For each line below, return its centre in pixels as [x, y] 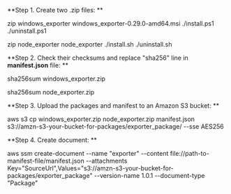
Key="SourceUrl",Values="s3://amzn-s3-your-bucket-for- [91, 168]
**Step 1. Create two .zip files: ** [55, 10]
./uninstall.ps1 [27, 31]
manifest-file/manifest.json [46, 161]
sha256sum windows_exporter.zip [57, 79]
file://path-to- [189, 153]
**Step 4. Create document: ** [52, 140]
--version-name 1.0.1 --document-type [149, 176]
